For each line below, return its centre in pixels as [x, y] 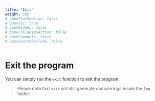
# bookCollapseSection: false [36, 32]
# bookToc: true [22, 23]
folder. [23, 94]
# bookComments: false [28, 37]
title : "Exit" [20, 10]
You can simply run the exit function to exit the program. [62, 79]
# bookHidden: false [26, 28]
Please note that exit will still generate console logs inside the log [84, 88]
